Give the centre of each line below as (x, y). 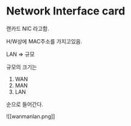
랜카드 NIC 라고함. (28, 28)
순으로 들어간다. (25, 104)
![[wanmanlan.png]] (31, 116)
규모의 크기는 (22, 67)
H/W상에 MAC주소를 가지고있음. (44, 41)
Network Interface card (66, 11)
